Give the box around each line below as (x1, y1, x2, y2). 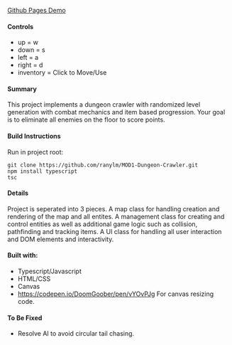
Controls (7, 22, 34, 31)
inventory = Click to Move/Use (17, 68, 107, 77)
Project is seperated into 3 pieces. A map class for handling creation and (7, 204, 220, 213)
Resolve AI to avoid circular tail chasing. (17, 329, 135, 338)
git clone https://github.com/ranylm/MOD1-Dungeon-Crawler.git (7, 161, 199, 169)
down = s (17, 46, 45, 54)
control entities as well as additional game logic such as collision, (7, 220, 198, 228)
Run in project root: (7, 147, 64, 156)
